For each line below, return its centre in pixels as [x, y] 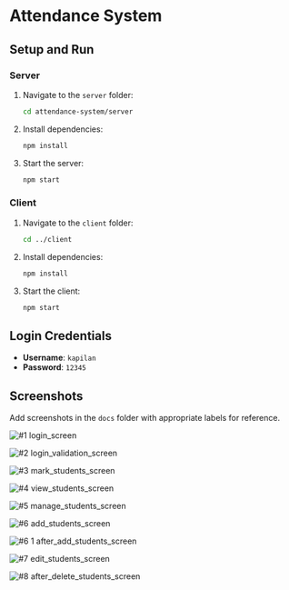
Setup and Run [52, 50]
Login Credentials [60, 336]
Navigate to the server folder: [78, 95]
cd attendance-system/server [78, 111]
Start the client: [51, 291]
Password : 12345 [54, 367]
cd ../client [47, 239]
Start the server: [53, 163]
